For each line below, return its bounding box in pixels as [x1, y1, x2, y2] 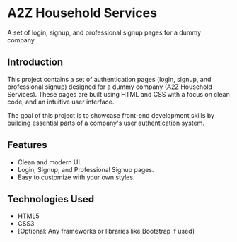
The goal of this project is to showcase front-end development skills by [7, 111, 214, 119]
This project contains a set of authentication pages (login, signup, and [7, 75, 212, 83]
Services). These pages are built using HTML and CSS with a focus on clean [7, 90, 230, 98]
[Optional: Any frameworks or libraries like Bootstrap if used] [17, 227, 195, 236]
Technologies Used [7, 193, 94, 205]
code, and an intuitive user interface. [7, 97, 115, 106]
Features [7, 139, 47, 151]
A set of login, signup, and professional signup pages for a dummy [7, 28, 202, 37]
